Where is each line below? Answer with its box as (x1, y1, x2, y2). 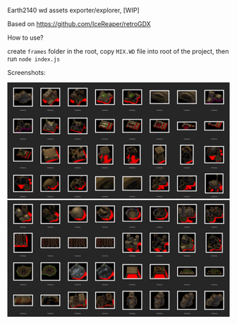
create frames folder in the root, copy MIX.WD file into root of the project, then (7, 47, 229, 55)
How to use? (7, 33, 44, 42)
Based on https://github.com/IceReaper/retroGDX (7, 20, 151, 28)
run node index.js (7, 54, 60, 63)
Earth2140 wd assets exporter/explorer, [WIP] (7, 6, 140, 14)
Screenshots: (7, 69, 46, 76)
